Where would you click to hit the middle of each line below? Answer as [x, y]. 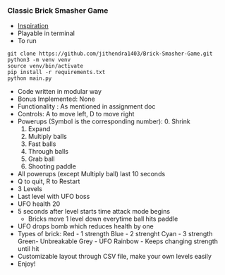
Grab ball [41, 159]
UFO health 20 [39, 204]
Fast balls [42, 144]
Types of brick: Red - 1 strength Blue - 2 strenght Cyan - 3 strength [115, 234]
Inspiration [33, 26]
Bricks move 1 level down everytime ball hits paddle [103, 219]
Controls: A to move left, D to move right [76, 114]
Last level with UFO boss [54, 197]
